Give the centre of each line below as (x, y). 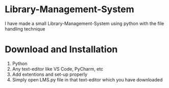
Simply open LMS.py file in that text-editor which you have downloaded (87, 79)
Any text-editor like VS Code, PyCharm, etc (58, 69)
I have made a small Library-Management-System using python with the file (84, 23)
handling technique (25, 28)
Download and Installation (61, 50)
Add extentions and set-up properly (50, 74)
